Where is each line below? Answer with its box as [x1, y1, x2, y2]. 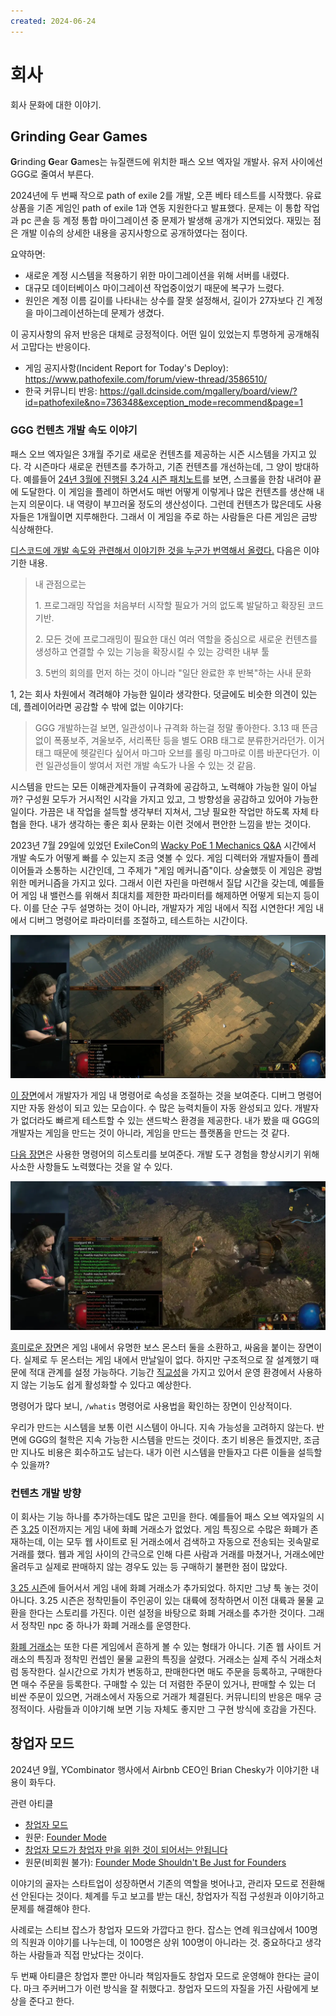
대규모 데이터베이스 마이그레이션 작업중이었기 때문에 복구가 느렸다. [24, 282, 285, 294]
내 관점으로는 [34, 578, 87, 590]
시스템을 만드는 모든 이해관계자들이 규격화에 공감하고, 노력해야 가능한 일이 [10, 780, 299, 792]
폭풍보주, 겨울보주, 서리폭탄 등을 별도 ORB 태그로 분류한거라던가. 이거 [53, 734, 325, 746]
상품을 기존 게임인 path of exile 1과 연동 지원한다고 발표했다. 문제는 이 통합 [10, 202, 302, 214]
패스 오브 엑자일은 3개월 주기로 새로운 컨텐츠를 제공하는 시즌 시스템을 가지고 [10, 448, 307, 460]
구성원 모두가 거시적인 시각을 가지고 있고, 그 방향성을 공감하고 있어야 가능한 [24, 793, 319, 805]
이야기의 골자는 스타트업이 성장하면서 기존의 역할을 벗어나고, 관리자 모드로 [10, 1877, 299, 1889]
